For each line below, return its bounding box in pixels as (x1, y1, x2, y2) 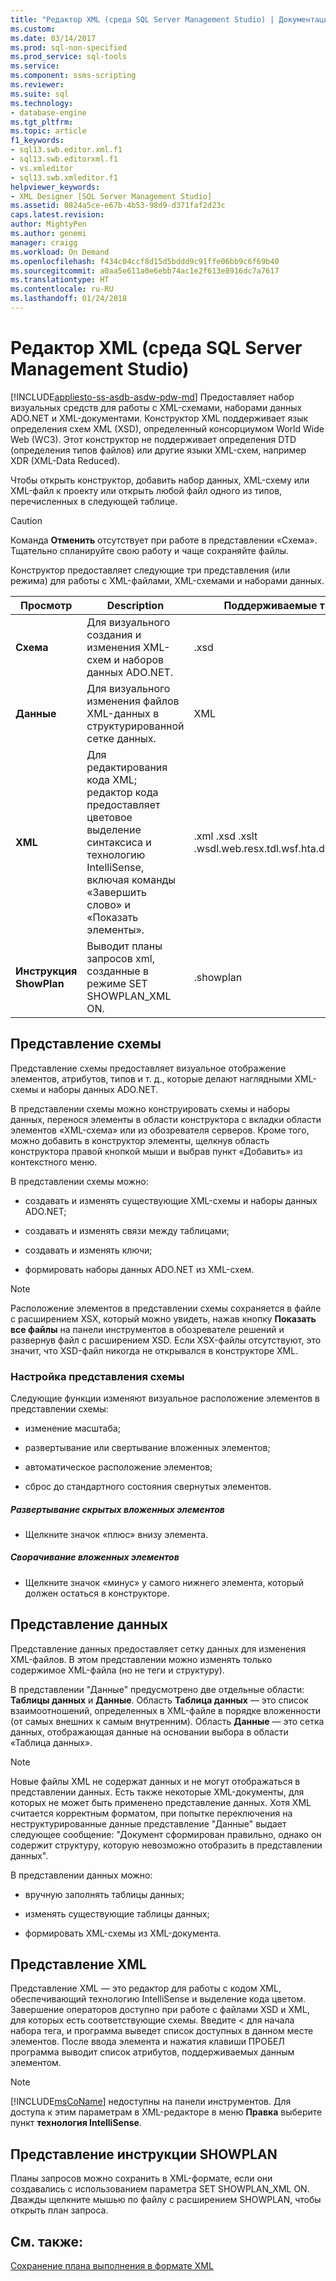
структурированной (86, 719, 185, 733)
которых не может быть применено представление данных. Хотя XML (10, 1796, 312, 1808)
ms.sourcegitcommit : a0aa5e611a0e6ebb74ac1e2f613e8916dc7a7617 (10, 266, 280, 276)
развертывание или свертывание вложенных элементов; (24, 1441, 271, 1453)
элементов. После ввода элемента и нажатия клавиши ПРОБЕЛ (10, 2036, 285, 2048)
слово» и (86, 897, 131, 911)
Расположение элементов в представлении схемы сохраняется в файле (10, 1302, 322, 1314)
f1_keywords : (10, 136, 65, 146)
